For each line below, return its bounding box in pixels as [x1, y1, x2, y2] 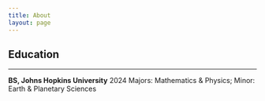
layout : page [8, 19, 51, 27]
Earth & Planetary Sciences [8, 84, 97, 94]
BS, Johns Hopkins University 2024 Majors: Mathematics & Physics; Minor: [8, 76, 256, 85]
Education [8, 48, 60, 61]
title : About [8, 11, 51, 20]
